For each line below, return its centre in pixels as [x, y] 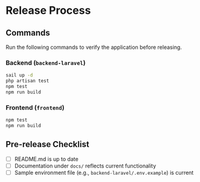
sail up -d [19, 75]
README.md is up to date [47, 159]
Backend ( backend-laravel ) [46, 63]
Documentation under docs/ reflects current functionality [85, 166]
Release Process [48, 11]
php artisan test [27, 81]
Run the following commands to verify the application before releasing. [94, 47]
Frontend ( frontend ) [35, 107]
